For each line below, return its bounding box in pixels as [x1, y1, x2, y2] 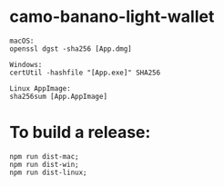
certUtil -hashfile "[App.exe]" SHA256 [9, 68, 161, 77]
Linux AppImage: [9, 83, 71, 93]
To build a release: [9, 122, 151, 142]
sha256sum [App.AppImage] [9, 92, 107, 101]
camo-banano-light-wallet [9, 6, 215, 27]
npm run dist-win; [9, 160, 79, 169]
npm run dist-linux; [9, 168, 88, 177]
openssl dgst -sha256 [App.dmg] [9, 44, 132, 54]
